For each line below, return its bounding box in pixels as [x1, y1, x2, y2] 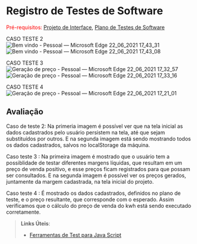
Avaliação [6, 107, 44, 117]
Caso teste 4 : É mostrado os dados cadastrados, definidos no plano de [6, 190, 181, 197]
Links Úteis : [20, 220, 50, 227]
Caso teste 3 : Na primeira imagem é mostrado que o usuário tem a [6, 153, 170, 160]
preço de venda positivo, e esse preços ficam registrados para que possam [6, 165, 190, 172]
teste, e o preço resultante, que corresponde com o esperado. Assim [6, 195, 175, 203]
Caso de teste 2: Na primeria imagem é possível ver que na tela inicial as [6, 123, 183, 130]
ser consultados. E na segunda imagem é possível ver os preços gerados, [6, 172, 186, 179]
